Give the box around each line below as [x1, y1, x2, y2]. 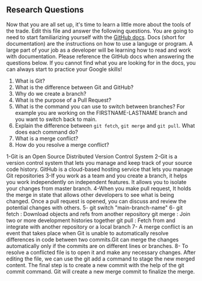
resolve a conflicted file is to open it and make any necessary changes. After [6, 249, 196, 256]
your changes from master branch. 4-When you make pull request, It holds [6, 185, 191, 192]
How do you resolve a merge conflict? [14, 141, 109, 148]
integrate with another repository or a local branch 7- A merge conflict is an [6, 223, 194, 230]
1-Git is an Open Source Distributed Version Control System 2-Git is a [6, 153, 177, 160]
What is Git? [14, 77, 45, 84]
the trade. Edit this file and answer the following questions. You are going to [6, 27, 194, 34]
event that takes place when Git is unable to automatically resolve [6, 229, 169, 236]
